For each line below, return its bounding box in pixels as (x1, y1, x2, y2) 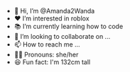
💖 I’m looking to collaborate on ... (13, 32, 111, 40)
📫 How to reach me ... (13, 40, 80, 49)
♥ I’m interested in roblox (13, 14, 90, 23)
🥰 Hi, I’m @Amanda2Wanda (13, 7, 95, 15)
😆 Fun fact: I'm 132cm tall (13, 58, 91, 66)
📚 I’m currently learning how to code (13, 22, 124, 30)
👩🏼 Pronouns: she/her (13, 50, 79, 59)
